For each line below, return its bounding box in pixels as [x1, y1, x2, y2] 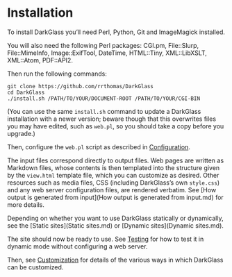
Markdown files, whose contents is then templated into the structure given [7, 163, 220, 171]
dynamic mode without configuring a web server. [7, 242, 148, 251]
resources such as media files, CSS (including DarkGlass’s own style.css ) [7, 178, 220, 187]
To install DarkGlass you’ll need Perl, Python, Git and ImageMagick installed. [7, 28, 226, 36]
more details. [7, 200, 45, 209]
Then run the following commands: [7, 69, 108, 78]
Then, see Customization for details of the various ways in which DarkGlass [7, 255, 224, 264]
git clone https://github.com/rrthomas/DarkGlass [7, 83, 154, 90]
